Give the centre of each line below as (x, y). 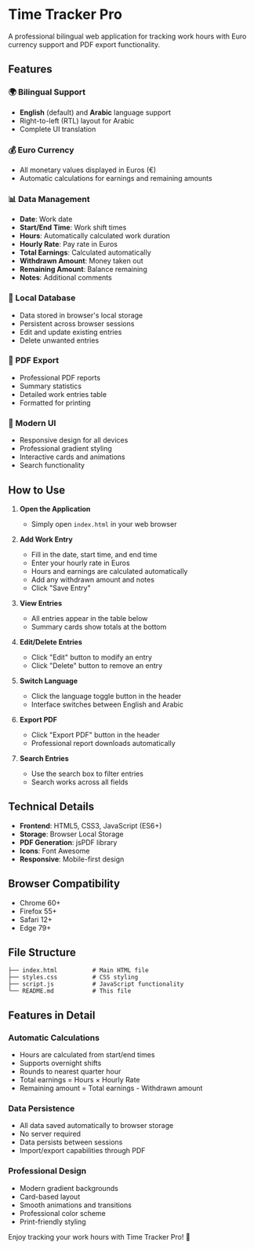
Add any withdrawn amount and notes (93, 579)
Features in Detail (52, 1015)
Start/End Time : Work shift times (73, 228)
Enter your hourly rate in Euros (81, 563)
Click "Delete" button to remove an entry (97, 665)
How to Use (37, 490)
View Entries (41, 603)
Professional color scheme (62, 1213)
